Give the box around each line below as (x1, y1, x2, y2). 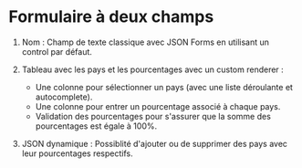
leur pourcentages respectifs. (21, 148, 133, 159)
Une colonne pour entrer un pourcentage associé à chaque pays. (35, 100, 281, 111)
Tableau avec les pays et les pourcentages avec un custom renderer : (21, 64, 284, 75)
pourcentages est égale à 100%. (35, 121, 157, 131)
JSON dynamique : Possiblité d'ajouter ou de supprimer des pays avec (21, 138, 288, 149)
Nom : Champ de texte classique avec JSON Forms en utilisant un (21, 37, 270, 47)
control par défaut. (21, 46, 93, 57)
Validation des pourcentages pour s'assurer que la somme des (35, 110, 271, 121)
